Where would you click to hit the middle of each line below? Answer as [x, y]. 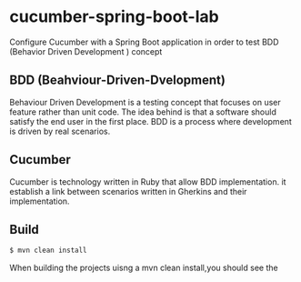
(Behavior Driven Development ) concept [86, 51]
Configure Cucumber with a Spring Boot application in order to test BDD [144, 42]
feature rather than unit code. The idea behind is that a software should [143, 112]
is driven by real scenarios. [60, 131]
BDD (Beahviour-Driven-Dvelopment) [117, 81]
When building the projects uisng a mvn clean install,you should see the [144, 268]
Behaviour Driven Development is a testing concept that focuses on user [145, 102]
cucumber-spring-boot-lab [115, 17]
